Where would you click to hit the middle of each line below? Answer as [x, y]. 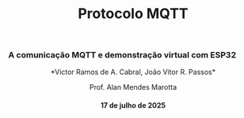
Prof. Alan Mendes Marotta [133, 87]
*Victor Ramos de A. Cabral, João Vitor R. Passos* [133, 72]
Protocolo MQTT [133, 14]
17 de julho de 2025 [133, 105]
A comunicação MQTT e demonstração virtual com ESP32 [122, 55]
